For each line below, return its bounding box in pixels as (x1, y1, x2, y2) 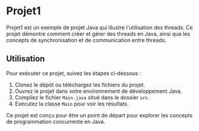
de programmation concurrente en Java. (6, 118, 105, 125)
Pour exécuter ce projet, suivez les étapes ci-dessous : (6, 70, 141, 77)
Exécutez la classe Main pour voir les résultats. (14, 100, 129, 107)
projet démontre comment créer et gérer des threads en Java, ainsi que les (6, 30, 191, 37)
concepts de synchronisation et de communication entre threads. (6, 36, 167, 43)
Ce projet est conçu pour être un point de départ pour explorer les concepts (6, 111, 193, 118)
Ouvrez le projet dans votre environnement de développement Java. (14, 88, 182, 95)
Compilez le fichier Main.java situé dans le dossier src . (14, 93, 150, 101)
